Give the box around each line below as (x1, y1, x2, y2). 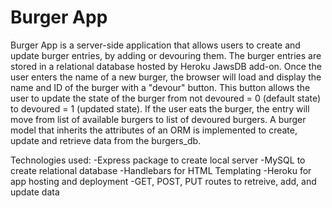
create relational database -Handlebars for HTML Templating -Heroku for (10, 164, 312, 176)
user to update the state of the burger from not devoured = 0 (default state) (10, 92, 322, 104)
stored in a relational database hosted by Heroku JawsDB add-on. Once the (10, 60, 322, 72)
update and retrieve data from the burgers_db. (10, 134, 202, 146)
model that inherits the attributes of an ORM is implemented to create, (10, 124, 298, 136)
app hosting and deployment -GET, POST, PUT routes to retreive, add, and (10, 175, 317, 187)
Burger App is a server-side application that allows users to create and (10, 39, 301, 51)
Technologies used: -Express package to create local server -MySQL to (10, 154, 306, 166)
